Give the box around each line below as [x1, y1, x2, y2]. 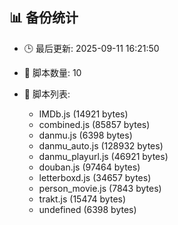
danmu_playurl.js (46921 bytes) [38, 150, 169, 162]
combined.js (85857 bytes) [38, 118, 151, 130]
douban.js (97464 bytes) [38, 161, 141, 173]
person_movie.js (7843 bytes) [38, 182, 162, 194]
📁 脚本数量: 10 [23, 66, 82, 78]
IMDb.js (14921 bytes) [38, 108, 129, 120]
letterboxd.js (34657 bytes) [38, 171, 152, 183]
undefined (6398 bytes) [38, 203, 137, 215]
